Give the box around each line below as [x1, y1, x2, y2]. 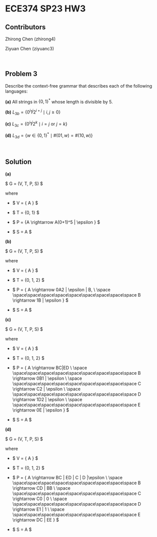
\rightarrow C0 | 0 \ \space [12, 496, 67, 502]
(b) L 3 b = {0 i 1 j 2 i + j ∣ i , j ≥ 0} [5, 108, 61, 116]
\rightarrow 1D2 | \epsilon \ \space [12, 396, 83, 402]
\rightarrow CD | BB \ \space [12, 485, 71, 491]
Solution [5, 158, 32, 166]
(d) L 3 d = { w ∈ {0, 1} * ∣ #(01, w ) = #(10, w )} [5, 131, 93, 139]
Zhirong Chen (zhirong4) [5, 36, 56, 42]
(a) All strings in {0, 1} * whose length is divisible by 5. [5, 98, 113, 105]
